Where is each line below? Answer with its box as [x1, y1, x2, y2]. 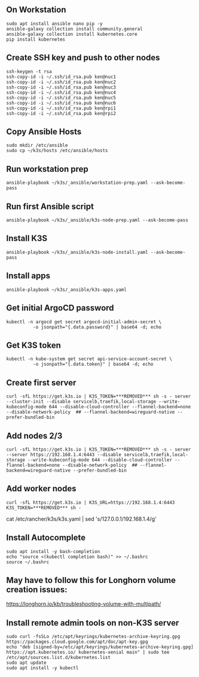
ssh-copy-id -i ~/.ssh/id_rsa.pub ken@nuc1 [6, 74, 117, 80]
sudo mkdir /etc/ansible [6, 142, 68, 148]
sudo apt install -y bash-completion [6, 548, 100, 554]
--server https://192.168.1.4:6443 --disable [6, 451, 121, 457]
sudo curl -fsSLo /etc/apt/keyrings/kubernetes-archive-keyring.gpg [6, 634, 180, 640]
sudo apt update [6, 660, 47, 666]
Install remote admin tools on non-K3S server [6, 618, 179, 628]
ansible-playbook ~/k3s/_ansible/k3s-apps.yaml [6, 287, 127, 293]
